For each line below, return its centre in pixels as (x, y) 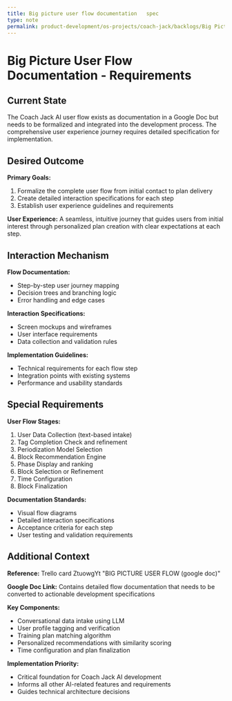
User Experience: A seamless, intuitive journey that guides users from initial (115, 219)
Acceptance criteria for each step (65, 527)
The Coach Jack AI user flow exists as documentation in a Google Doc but (113, 117)
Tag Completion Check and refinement (72, 442)
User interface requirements (57, 334)
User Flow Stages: (34, 421)
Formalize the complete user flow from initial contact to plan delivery (115, 191)
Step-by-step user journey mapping (68, 285)
